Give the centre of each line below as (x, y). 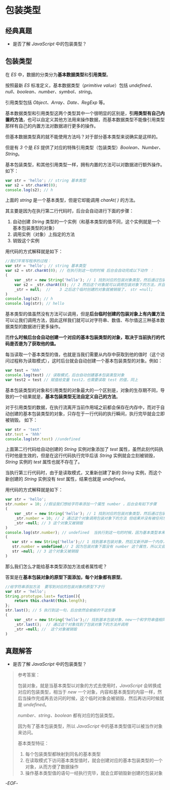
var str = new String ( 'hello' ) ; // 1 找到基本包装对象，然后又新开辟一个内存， (89, 542)
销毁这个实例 (26, 241)
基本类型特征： (33, 743)
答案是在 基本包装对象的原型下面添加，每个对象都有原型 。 (65, 577)
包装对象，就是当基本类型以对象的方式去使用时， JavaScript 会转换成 (90, 686)
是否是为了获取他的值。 (34, 344)
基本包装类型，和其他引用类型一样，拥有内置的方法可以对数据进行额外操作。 (85, 164)
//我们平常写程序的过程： (28, 261)
